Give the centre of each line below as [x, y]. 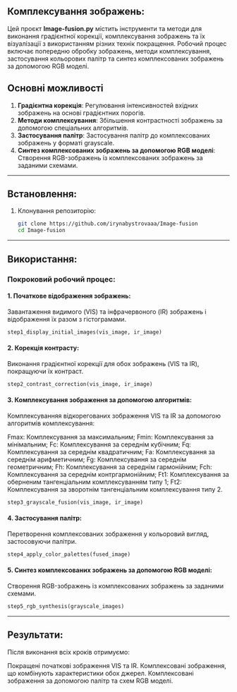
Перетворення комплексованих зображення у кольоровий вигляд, [108, 534]
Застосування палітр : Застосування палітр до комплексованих [114, 135]
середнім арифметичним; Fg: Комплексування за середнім [97, 459]
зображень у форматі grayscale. [66, 142]
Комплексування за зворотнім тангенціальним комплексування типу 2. [115, 489]
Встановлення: [42, 194]
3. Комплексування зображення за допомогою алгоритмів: [100, 400]
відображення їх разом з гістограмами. [67, 319]
